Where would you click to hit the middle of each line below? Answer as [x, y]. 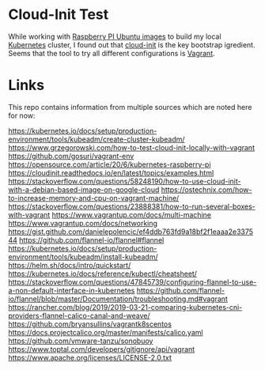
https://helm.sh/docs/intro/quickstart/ [70, 265]
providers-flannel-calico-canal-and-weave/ [79, 315]
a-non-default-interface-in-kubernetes [72, 290]
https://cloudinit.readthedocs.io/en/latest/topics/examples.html [111, 172]
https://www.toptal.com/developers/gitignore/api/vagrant [102, 349]
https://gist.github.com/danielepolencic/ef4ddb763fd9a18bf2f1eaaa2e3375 [131, 232]
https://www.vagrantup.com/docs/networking [83, 223]
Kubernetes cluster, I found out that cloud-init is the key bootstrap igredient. [132, 44]
